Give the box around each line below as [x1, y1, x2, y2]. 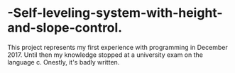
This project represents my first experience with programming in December [7, 43, 229, 51]
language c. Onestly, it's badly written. [7, 58, 120, 66]
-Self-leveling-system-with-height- [7, 5, 223, 21]
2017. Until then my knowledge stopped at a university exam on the [7, 51, 204, 59]
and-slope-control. [7, 20, 123, 36]
